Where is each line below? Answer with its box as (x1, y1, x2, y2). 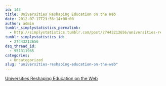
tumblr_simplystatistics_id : (5, 35, 65, 40)
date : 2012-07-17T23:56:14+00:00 (5, 16, 74, 21)
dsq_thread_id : (5, 44, 37, 49)
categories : (5, 53, 30, 58)
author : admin (5, 21, 35, 26)
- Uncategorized (9, 57, 43, 62)
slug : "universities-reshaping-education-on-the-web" (5, 62, 119, 67)
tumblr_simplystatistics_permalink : (5, 26, 81, 30)
